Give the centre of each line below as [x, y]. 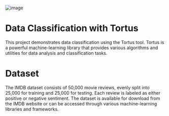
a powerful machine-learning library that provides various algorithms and [82, 48]
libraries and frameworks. [32, 109]
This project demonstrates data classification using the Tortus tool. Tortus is [85, 42]
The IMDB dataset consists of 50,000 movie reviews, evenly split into [77, 87]
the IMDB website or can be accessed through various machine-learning [81, 103]
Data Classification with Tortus [72, 28]
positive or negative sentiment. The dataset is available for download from [83, 98]
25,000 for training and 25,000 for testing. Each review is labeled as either [83, 93]
